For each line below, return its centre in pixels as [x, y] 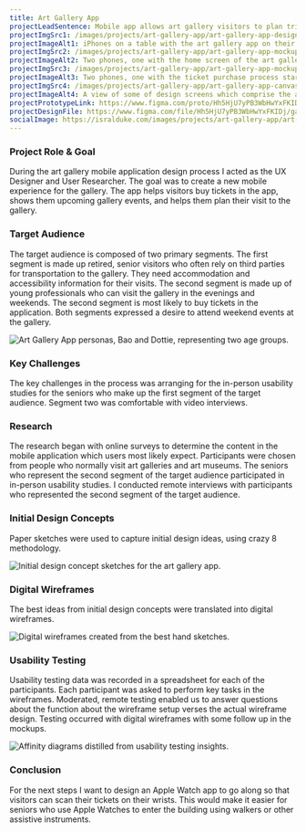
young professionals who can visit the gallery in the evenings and [132, 292]
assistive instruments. [50, 819]
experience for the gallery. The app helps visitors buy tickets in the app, [144, 191]
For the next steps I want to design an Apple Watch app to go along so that [149, 790]
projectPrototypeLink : [52, 103]
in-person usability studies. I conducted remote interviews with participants [151, 485]
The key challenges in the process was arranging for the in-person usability [151, 384]
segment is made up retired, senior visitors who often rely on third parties [147, 263]
